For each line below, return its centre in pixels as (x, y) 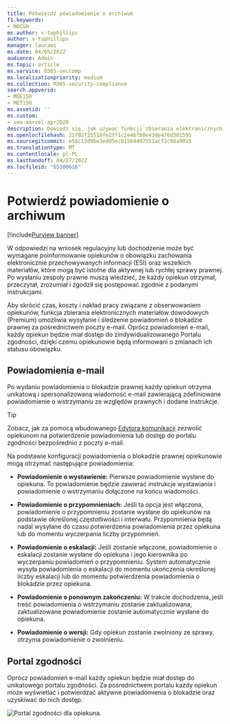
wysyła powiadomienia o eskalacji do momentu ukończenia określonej (116, 569)
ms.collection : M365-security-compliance (67, 84)
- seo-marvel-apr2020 (38, 122)
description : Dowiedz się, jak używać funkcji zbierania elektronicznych (115, 129)
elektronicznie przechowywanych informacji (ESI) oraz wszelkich (99, 263)
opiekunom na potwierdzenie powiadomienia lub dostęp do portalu (102, 436)
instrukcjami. (25, 292)
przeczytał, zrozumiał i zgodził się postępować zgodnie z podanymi (103, 284)
